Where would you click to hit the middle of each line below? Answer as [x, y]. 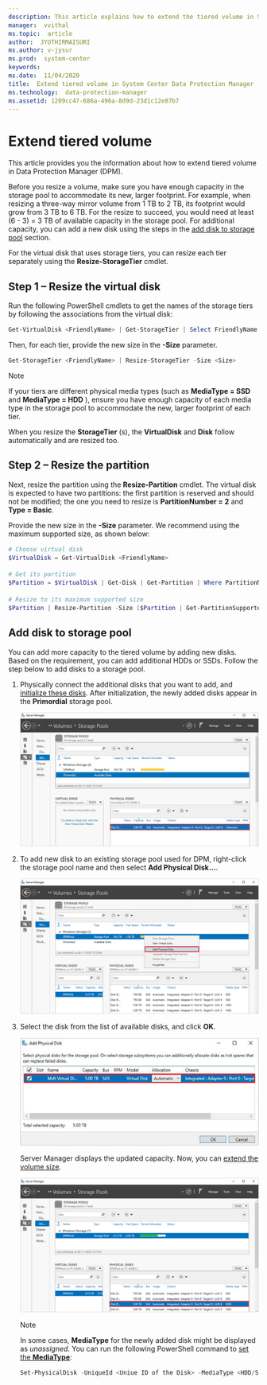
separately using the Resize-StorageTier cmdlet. [89, 262]
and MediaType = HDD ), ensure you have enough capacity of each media [130, 399]
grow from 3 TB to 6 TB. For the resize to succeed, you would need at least [131, 212]
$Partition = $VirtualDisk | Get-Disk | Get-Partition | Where [115, 583]
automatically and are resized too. [64, 440]
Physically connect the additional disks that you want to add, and [126, 684]
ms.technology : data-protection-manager [78, 92]
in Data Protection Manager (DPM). [66, 172]
